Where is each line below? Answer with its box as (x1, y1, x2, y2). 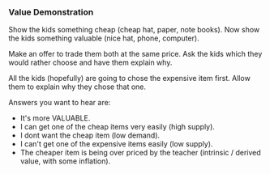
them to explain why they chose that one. (8, 82, 147, 91)
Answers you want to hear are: (8, 98, 111, 108)
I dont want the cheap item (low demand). (19, 130, 161, 140)
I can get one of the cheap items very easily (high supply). (19, 122, 215, 132)
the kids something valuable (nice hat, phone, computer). (8, 33, 200, 43)
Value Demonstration (8, 6, 94, 18)
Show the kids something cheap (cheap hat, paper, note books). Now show (8, 25, 260, 35)
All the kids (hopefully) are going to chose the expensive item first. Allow (8, 74, 251, 83)
